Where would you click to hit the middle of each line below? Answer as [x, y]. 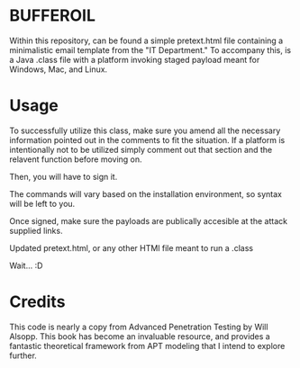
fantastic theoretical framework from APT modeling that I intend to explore [147, 346]
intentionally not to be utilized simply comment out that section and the [141, 149]
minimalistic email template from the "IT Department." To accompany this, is [150, 49]
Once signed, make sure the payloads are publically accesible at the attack [149, 220]
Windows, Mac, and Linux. [59, 69]
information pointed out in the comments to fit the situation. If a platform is [147, 139]
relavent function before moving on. [76, 159]
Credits [37, 302]
